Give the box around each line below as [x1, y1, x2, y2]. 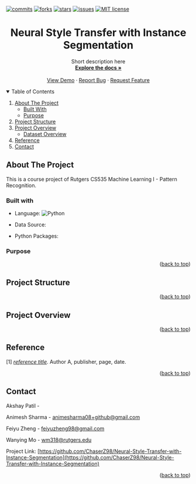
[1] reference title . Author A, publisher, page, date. [6, 358, 127, 365]
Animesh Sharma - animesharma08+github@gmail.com [6, 414, 140, 421]
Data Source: [14, 221, 47, 228]
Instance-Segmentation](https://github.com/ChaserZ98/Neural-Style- [6, 453, 174, 461]
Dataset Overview [23, 130, 67, 137]
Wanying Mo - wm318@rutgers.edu [6, 436, 92, 443]
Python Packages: [14, 232, 59, 240]
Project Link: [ [6, 448, 40, 455]
